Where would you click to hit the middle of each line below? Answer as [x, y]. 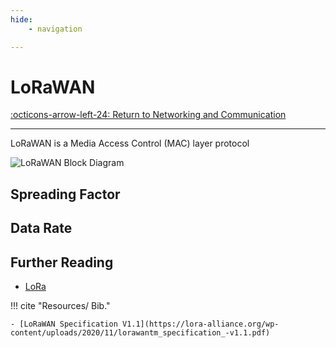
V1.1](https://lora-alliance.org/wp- [200, 324]
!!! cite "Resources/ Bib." [60, 306]
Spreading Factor [65, 194]
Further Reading [62, 262]
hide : [21, 19]
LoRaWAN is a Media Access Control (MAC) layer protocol [130, 143]
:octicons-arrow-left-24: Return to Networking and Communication [148, 115]
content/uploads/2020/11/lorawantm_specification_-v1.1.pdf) [140, 333]
